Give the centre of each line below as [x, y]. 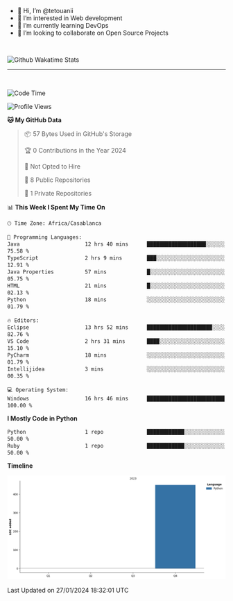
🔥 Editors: [23, 321]
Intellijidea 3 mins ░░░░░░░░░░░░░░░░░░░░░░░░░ [116, 369]
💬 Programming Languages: [44, 237]
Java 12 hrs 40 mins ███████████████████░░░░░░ [116, 244]
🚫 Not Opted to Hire [52, 166]
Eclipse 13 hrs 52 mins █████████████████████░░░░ [116, 328]
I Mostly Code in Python [42, 418]
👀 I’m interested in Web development [70, 18]
